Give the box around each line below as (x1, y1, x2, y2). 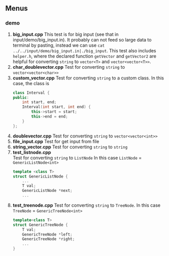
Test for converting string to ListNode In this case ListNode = (12, 154, 142, 161)
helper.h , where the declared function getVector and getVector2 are (12, 53, 157, 59)
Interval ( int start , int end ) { (22, 105, 91, 110)
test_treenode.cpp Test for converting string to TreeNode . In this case (12, 202, 161, 208)
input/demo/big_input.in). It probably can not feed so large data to (12, 36, 152, 43)
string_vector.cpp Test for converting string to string (12, 144, 128, 150)
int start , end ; (22, 100, 57, 105)
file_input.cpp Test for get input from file (12, 138, 100, 144)
